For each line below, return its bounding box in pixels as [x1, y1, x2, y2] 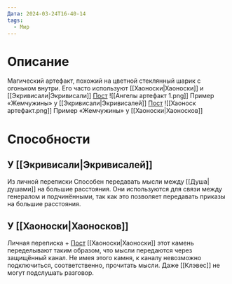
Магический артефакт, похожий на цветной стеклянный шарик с [7, 76, 201, 85]
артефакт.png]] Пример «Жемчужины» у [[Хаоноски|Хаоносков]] [7, 107, 203, 115]
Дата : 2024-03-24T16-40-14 [7, 10, 86, 18]
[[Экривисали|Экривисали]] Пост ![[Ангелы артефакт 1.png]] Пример [7, 92, 214, 100]
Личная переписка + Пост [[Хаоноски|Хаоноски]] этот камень [7, 239, 194, 248]
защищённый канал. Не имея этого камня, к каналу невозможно [7, 254, 202, 262]
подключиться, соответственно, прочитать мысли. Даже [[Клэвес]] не [7, 261, 221, 270]
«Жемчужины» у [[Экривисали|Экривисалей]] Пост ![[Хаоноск [7, 99, 196, 107]
